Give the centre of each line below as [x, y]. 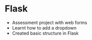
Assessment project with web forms [50, 22]
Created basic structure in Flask [45, 33]
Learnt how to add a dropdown [44, 27]
